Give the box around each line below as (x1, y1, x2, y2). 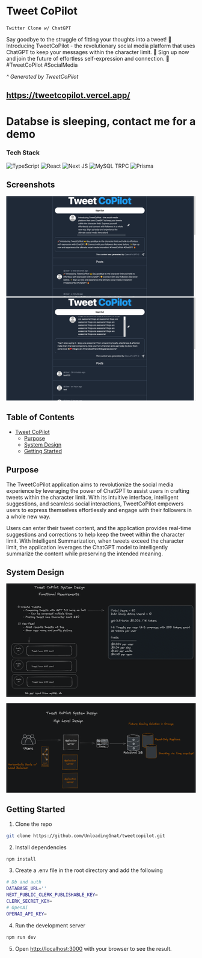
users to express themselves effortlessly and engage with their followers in (6, 506, 192, 513)
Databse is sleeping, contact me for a (6, 114, 196, 128)
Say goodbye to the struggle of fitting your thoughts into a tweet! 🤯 (6, 35, 172, 43)
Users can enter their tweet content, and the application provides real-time (6, 524, 191, 531)
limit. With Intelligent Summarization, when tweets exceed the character (6, 537, 185, 545)
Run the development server (14, 921, 86, 929)
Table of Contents (6, 412, 75, 423)
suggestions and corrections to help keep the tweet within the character (6, 531, 185, 538)
